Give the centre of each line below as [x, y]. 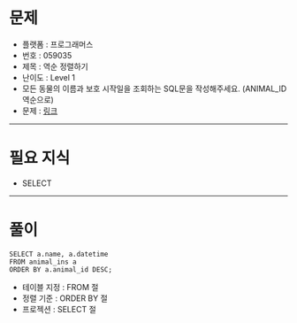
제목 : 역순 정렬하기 [55, 66]
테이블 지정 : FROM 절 [60, 287]
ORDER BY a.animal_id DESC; [61, 269]
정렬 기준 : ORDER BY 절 [65, 298]
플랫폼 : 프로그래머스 [57, 44]
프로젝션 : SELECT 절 [59, 309]
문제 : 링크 [40, 111]
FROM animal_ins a [43, 262]
